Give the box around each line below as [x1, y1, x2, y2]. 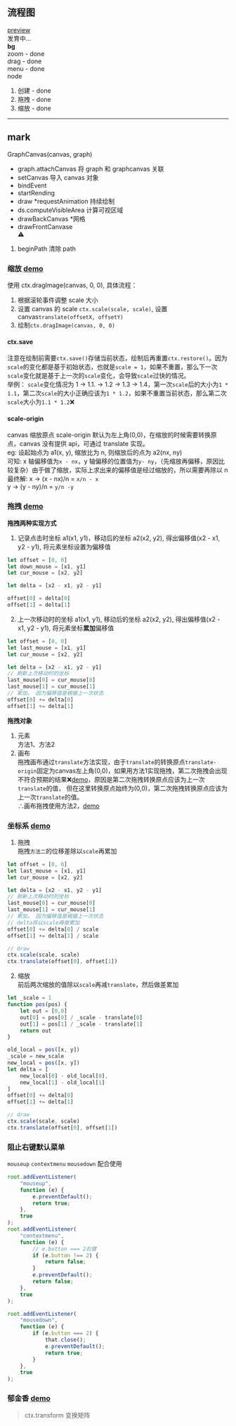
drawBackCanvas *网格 [17, 214, 86, 223]
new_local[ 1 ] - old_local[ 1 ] [20, 1079, 105, 1086]
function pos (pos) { [7, 1001, 68, 1008]
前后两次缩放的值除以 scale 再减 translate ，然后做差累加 [17, 981, 179, 989]
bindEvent [17, 181, 47, 190]
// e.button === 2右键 [32, 1245, 97, 1252]
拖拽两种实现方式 [7, 518, 57, 527]
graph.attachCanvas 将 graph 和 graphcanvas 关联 [17, 164, 164, 173]
